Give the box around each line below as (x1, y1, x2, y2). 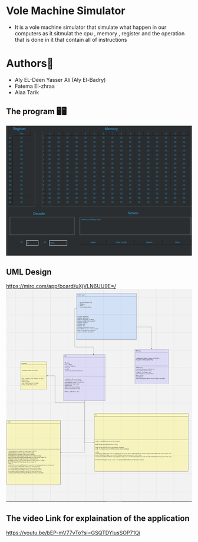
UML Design (6, 267, 52, 277)
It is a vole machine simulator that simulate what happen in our (14, 24, 167, 31)
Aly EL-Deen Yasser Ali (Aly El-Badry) (14, 76, 106, 83)
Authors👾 (6, 57, 54, 70)
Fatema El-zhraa (14, 82, 55, 90)
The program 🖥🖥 (6, 107, 67, 117)
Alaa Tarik (14, 88, 39, 95)
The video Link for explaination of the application (6, 514, 190, 524)
